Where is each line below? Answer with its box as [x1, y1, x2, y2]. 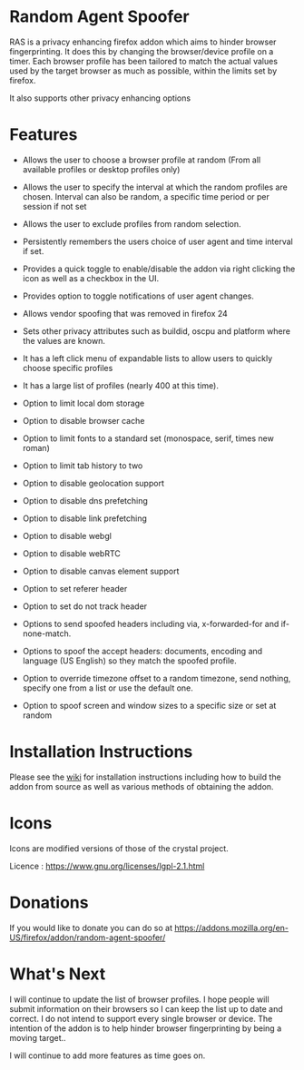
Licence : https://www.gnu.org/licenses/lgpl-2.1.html [9, 860, 205, 871]
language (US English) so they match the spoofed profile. [22, 655, 238, 666]
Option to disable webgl [22, 530, 112, 541]
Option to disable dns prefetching [22, 495, 148, 506]
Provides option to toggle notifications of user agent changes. [22, 290, 254, 301]
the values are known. [22, 335, 106, 346]
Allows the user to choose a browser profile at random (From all [22, 154, 261, 165]
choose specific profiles [22, 362, 113, 373]
